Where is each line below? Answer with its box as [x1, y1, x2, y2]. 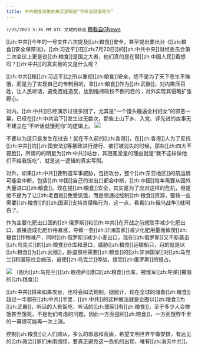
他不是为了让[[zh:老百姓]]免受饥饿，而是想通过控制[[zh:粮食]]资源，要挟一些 [6, 191, 191, 198]
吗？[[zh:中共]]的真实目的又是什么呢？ [6, 60, 99, 67]
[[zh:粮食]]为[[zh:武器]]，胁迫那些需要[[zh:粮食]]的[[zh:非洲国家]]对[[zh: [6, 248, 181, 256]
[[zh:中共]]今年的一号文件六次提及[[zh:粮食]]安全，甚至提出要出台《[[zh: [6, 38, 181, 45]
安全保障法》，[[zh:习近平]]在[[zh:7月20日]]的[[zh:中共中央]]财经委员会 [15, 45, 186, 53]
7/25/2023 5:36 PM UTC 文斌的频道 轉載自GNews [6, 25, 121, 32]
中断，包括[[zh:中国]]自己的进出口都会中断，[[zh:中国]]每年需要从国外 [21, 176, 191, 184]
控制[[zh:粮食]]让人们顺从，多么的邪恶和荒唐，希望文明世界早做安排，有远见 [6, 330, 192, 337]
